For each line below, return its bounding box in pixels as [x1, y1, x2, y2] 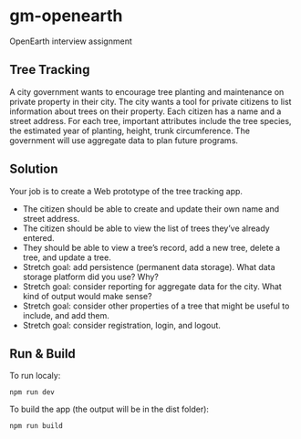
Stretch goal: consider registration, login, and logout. [22, 319, 222, 330]
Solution [9, 162, 58, 177]
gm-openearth [9, 5, 123, 26]
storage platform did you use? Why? [22, 271, 160, 282]
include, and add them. [22, 309, 109, 320]
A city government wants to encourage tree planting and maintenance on [9, 86, 285, 97]
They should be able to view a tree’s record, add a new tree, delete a [22, 242, 281, 253]
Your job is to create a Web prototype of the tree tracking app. [9, 185, 244, 196]
